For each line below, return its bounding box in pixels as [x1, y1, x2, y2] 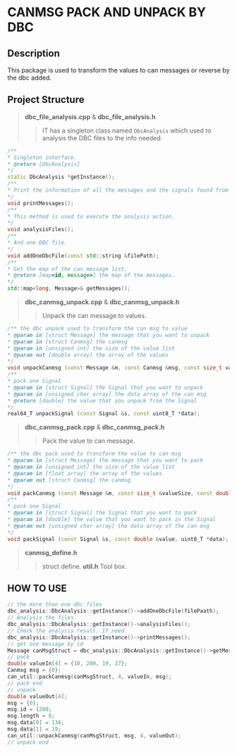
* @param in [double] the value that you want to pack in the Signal [7, 516, 217, 523]
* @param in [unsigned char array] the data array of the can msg [7, 391, 207, 398]
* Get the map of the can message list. [7, 265, 128, 272]
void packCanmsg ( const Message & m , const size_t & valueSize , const [7, 489, 213, 497]
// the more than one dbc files [7, 601, 102, 608]
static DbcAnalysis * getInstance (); [7, 173, 115, 180]
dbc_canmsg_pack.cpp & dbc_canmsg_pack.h [24, 423, 165, 431]
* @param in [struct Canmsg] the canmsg [7, 338, 128, 345]
